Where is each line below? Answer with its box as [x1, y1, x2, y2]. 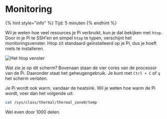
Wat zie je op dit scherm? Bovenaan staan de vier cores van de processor [5, 65, 157, 71]
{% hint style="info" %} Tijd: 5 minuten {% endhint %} [5, 20, 117, 26]
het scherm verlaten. [5, 75, 48, 81]
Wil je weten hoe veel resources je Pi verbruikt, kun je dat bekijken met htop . [5, 29, 162, 35]
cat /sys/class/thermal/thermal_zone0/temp [5, 100, 97, 105]
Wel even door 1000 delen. [5, 109, 60, 115]
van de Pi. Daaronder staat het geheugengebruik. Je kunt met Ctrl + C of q [5, 70, 160, 76]
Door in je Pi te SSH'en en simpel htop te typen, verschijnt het [5, 35, 132, 41]
